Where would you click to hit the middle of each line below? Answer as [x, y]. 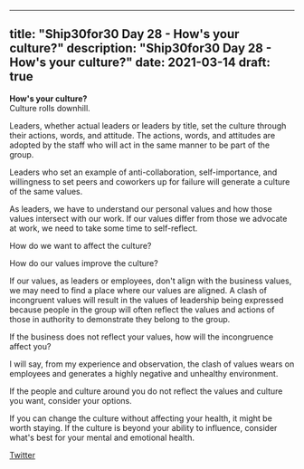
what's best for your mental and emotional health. [102, 437]
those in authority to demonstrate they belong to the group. [120, 319]
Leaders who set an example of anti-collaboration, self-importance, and [143, 172]
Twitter [23, 455]
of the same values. [46, 191]
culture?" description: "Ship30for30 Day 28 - [141, 48]
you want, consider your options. [71, 400]
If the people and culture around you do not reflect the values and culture [146, 391]
